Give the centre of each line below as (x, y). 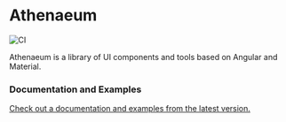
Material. (25, 66)
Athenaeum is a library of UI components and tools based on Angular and (143, 57)
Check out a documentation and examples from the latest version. (130, 109)
